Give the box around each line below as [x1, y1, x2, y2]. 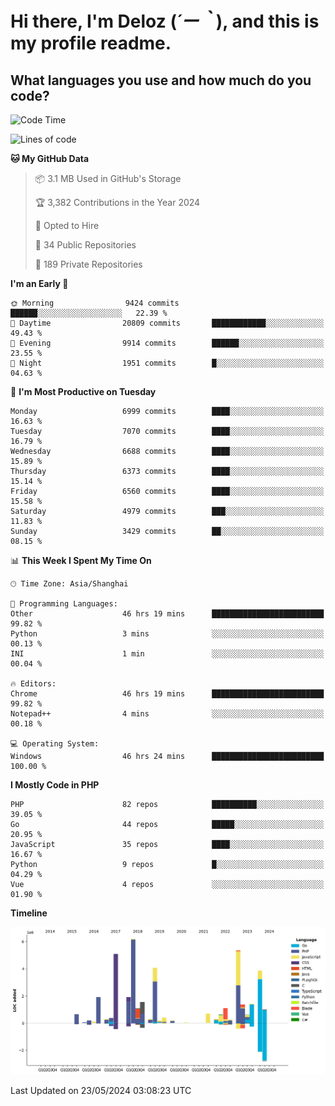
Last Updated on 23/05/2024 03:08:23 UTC [10, 1084, 192, 1096]
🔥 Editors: [10, 679, 57, 689]
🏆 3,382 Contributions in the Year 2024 [34, 197, 201, 208]
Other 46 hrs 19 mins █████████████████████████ [10, 609, 325, 619]
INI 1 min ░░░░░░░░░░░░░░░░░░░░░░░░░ [10, 649, 325, 659]
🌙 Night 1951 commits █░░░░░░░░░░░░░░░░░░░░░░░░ [10, 358, 325, 368]
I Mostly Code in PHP [10, 779, 100, 791]
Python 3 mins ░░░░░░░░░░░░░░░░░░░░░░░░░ [10, 629, 325, 639]
